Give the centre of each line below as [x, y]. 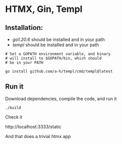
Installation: [24, 28]
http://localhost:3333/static [33, 127]
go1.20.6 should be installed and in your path [58, 39]
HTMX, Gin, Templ [44, 9]
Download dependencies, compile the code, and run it [61, 99]
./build [13, 108]
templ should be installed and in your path [55, 45]
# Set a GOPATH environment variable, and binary [58, 54]
